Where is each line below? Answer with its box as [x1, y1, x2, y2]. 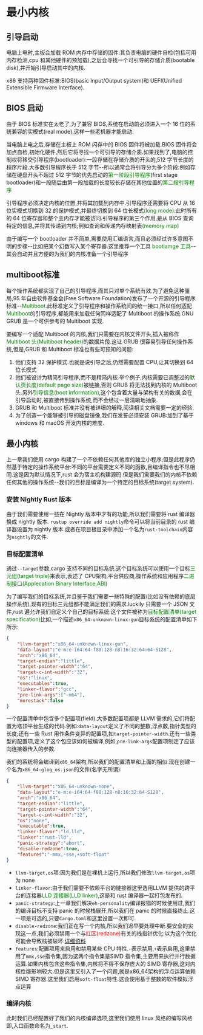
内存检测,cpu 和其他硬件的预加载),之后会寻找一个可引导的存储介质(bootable [6, 57, 195, 64]
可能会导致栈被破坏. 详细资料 [15, 937, 86, 944]
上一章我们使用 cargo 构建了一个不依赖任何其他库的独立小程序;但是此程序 [6, 456, 190, 463]
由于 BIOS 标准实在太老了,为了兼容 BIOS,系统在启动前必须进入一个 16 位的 [6, 120, 191, 128]
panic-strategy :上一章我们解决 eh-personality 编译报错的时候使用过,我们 [15, 899, 196, 906]
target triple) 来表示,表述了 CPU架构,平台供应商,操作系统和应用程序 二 [19, 573, 190, 580]
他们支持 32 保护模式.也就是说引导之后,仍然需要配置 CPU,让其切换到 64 [15, 358, 194, 365]
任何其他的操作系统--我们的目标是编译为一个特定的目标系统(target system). [6, 478, 195, 486]
